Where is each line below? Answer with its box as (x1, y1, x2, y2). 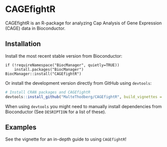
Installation (5, 40, 41, 48)
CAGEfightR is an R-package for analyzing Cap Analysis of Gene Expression (5, 20, 162, 26)
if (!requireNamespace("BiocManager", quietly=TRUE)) (5, 62, 120, 68)
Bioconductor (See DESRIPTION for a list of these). (5, 109, 106, 115)
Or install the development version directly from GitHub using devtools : (5, 80, 151, 86)
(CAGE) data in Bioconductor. (5, 25, 66, 31)
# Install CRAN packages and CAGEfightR (5, 90, 91, 95)
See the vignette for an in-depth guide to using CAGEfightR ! (5, 136, 126, 143)
